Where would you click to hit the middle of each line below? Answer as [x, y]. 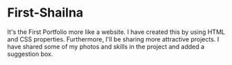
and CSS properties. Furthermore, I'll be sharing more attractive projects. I [113, 39]
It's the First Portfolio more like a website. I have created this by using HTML [116, 32]
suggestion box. [30, 54]
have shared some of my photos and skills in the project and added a [106, 46]
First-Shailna [45, 13]
